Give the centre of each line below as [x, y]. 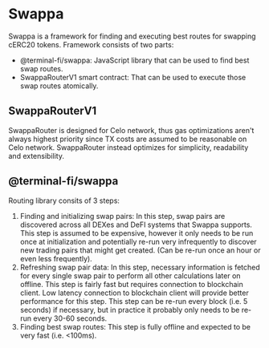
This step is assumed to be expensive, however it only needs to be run [137, 233]
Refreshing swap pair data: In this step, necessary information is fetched [140, 267]
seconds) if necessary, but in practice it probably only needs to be [130, 310]
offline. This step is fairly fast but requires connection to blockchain [131, 284]
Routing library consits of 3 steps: [64, 200]
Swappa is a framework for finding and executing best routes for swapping [132, 36]
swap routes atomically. [59, 86]
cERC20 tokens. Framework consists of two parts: [91, 44]
